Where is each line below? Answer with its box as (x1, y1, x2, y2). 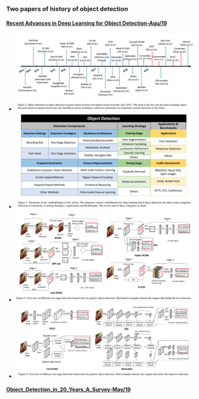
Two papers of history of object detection (6, 5, 129, 13)
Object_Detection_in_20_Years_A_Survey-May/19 (6, 386, 131, 393)
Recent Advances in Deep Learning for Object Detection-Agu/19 (6, 20, 168, 27)
